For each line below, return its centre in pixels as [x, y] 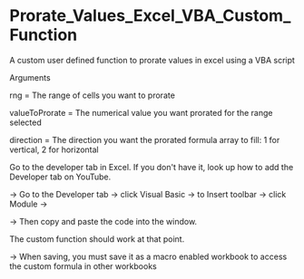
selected [26, 122]
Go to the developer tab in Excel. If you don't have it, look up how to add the [152, 167]
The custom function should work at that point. [97, 239]
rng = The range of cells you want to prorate [92, 95]
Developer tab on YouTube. [60, 177]
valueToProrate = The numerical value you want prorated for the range [141, 112]
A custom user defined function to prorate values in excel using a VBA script [152, 60]
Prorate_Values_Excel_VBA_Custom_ [150, 16]
